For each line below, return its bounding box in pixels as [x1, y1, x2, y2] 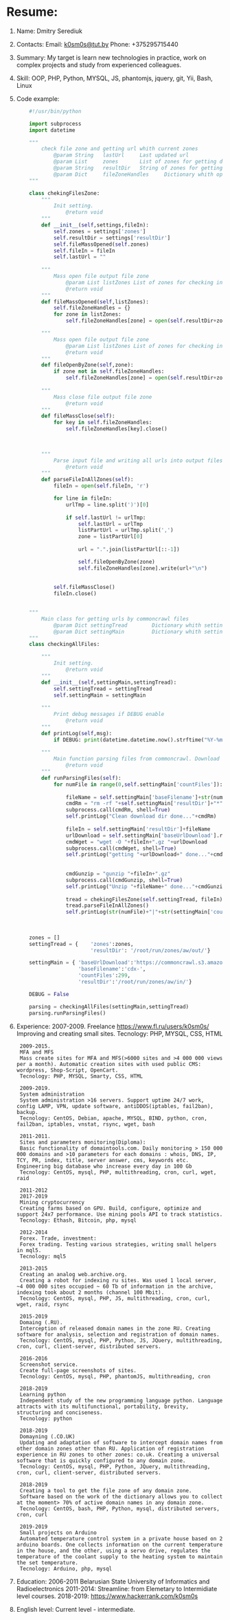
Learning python [19, 1391, 67, 1398]
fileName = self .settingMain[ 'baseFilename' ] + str [65, 794, 211, 800]
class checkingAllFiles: [29, 641, 100, 648]
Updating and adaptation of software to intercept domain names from [19, 1439, 223, 1446]
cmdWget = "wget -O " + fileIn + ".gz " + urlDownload [65, 838, 207, 845]
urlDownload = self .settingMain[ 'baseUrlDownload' [65, 832, 214, 839]
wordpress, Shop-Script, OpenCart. [16, 1067, 119, 1074]
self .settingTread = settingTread [53, 685, 152, 692]
